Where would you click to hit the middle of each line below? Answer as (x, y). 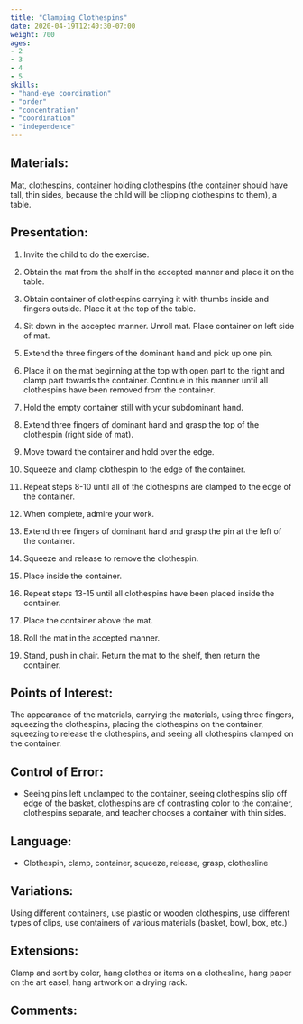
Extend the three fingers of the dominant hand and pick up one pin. (148, 353)
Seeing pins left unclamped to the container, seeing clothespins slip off (155, 794)
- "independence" (43, 127)
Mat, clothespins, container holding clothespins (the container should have (149, 185)
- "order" (29, 101)
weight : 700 (32, 34)
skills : (25, 85)
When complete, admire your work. (89, 513)
